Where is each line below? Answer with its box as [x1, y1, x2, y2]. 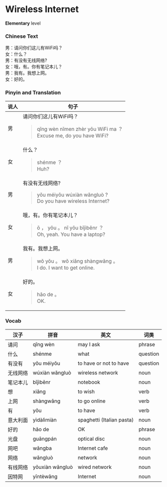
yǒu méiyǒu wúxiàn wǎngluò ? [37, 191, 108, 198]
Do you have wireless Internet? [37, 197, 110, 204]
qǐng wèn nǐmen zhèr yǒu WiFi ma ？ [37, 125, 123, 132]
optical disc [77, 435, 105, 442]
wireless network [77, 369, 118, 376]
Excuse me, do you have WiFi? [37, 132, 109, 139]
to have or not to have [77, 360, 129, 367]
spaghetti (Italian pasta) [77, 416, 134, 423]
